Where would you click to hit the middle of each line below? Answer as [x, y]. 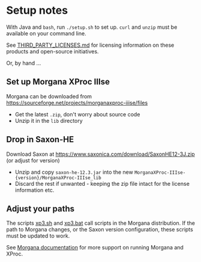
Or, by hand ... [24, 63]
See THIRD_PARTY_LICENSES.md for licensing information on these [90, 45]
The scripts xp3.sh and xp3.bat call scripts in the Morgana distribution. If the [100, 223]
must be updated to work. [38, 236]
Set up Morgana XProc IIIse [58, 82]
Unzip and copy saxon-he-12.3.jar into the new [74, 172]
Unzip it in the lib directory [49, 121]
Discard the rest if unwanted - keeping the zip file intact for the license [102, 183]
